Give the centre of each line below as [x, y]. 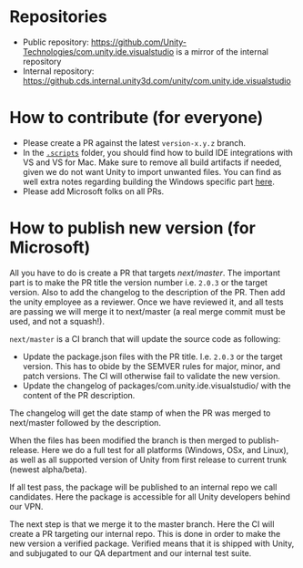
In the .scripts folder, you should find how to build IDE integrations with [158, 152]
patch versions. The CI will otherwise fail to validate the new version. [151, 376]
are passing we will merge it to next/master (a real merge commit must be [147, 311]
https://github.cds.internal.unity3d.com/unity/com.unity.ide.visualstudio [157, 80]
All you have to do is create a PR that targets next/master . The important [145, 273]
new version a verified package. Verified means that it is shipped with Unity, [152, 543]
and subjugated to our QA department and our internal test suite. [131, 553]
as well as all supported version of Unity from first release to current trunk [148, 460]
